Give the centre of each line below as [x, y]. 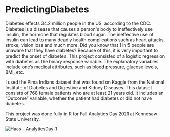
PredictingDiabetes [47, 9]
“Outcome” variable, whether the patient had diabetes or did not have [79, 98]
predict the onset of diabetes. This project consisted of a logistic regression [85, 56]
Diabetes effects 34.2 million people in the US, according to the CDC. [78, 23]
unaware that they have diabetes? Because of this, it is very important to [82, 50]
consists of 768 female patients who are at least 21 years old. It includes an [84, 93]
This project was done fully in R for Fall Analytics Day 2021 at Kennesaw [81, 114]
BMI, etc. [15, 72]
